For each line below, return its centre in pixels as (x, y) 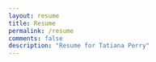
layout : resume (34, 16)
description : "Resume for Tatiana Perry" (79, 46)
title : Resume (32, 23)
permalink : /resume (41, 31)
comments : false (36, 38)
